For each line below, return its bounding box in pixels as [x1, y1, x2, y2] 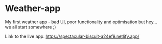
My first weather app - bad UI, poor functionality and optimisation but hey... [5, 19, 158, 25]
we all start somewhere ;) [5, 24, 56, 29]
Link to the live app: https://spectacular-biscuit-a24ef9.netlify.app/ [5, 33, 139, 39]
